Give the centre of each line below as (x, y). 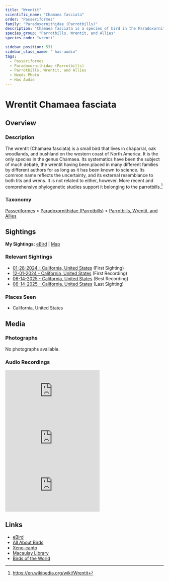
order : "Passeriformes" (30, 19)
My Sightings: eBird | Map (33, 244)
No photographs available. (32, 349)
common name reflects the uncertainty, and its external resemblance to (79, 175)
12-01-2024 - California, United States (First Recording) (70, 273)
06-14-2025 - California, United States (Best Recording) (70, 278)
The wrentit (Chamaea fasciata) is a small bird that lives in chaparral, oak (81, 148)
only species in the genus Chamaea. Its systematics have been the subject (82, 159)
